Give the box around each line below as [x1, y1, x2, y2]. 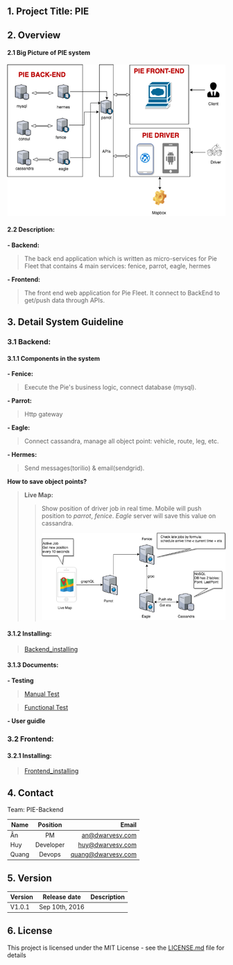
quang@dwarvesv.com [70, 850, 137, 859]
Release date [42, 893, 81, 901]
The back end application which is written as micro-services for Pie [24, 254, 217, 263]
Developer [35, 841, 65, 849]
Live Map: [24, 491, 53, 499]
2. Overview [7, 29, 61, 41]
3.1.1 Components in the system [7, 354, 101, 362]
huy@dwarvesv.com [78, 841, 137, 849]
